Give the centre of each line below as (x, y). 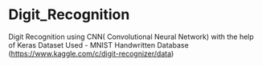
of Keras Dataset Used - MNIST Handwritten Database (98, 45)
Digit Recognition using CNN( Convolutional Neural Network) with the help (131, 37)
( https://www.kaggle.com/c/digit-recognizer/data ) (91, 53)
